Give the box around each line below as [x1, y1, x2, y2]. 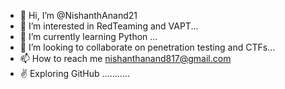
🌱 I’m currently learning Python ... [19, 31, 158, 42]
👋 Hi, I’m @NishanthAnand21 [19, 10, 138, 21]
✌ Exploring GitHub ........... [19, 68, 130, 79]
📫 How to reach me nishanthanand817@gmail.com [19, 53, 232, 64]
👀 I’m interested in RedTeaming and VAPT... [19, 20, 199, 32]
